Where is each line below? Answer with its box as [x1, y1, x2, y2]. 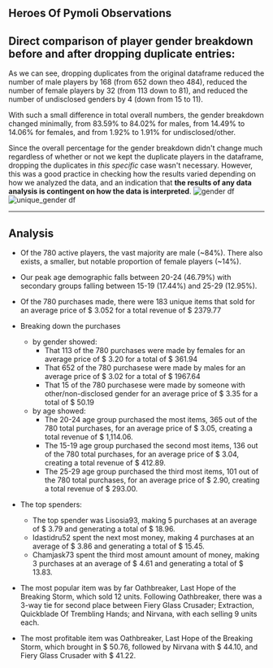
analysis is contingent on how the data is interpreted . [8, 186, 192, 196]
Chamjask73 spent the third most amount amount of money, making [32, 550, 260, 560]
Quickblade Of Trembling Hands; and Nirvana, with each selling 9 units [19, 609, 258, 619]
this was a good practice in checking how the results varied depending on [8, 169, 256, 179]
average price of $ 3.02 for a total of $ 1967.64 [44, 372, 201, 382]
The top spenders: [19, 500, 83, 509]
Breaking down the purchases [19, 321, 121, 331]
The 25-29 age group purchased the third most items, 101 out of [44, 467, 259, 477]
